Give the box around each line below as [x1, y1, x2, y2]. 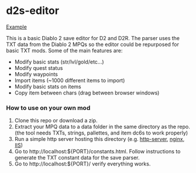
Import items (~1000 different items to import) [14, 77, 125, 84]
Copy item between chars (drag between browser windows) [14, 89, 160, 96]
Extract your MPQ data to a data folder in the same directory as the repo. [14, 123, 190, 130]
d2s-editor [6, 4, 60, 17]
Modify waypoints [14, 70, 59, 77]
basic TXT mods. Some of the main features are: [6, 47, 123, 54]
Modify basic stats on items [14, 83, 81, 90]
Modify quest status [14, 64, 63, 71]
